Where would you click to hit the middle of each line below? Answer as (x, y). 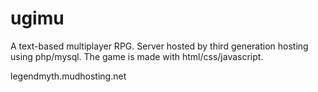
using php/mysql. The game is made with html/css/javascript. (137, 56)
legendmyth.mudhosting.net (68, 76)
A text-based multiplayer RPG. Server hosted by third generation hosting (159, 46)
